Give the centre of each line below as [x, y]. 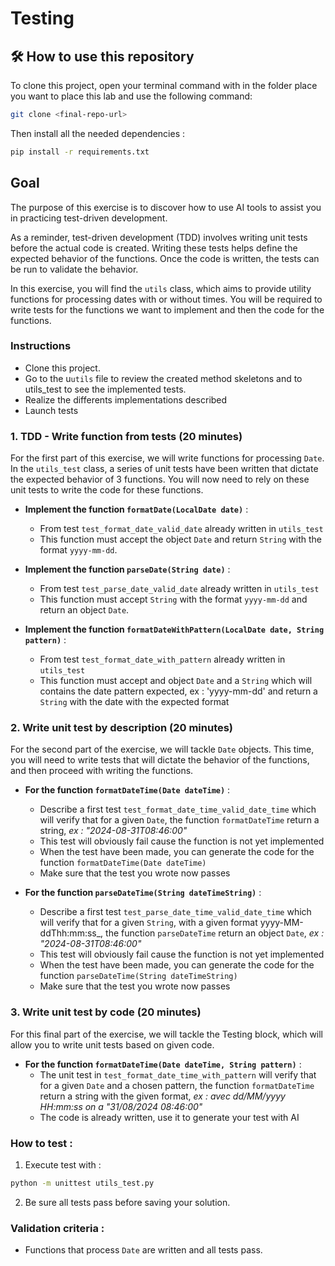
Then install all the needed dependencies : [98, 133]
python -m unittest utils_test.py [82, 1183]
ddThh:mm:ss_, [71, 933]
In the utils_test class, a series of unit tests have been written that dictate [164, 469]
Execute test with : [63, 1165]
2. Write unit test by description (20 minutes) [122, 728]
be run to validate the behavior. [74, 269]
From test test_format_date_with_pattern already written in [162, 659]
